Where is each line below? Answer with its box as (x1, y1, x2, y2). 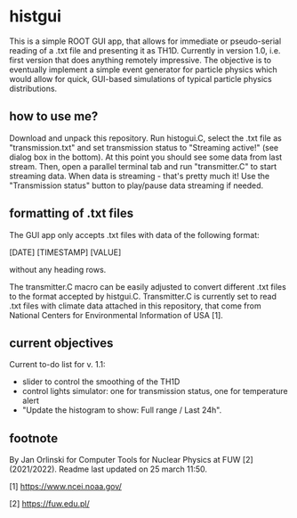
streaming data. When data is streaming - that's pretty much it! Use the (9, 170, 270, 181)
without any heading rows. (9, 264, 107, 275)
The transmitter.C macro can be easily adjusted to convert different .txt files (9, 281, 286, 292)
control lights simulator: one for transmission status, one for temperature (21, 386, 288, 397)
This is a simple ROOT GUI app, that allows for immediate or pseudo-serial (9, 36, 282, 46)
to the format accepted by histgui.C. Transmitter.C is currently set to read (9, 291, 277, 301)
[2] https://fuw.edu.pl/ (9, 498, 91, 509)
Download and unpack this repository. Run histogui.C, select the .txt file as (9, 132, 282, 144)
